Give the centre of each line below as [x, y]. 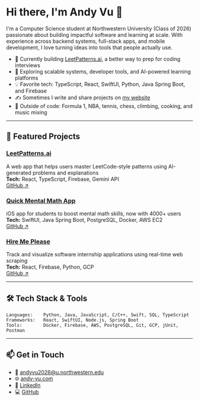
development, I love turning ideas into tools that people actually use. [89, 47]
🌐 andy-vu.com [34, 378]
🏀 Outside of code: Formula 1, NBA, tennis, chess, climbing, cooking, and [104, 106]
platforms [26, 78]
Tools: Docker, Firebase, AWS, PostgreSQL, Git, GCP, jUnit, [92, 326]
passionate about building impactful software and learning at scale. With [94, 34]
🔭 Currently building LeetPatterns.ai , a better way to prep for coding [97, 59]
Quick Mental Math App [41, 200]
